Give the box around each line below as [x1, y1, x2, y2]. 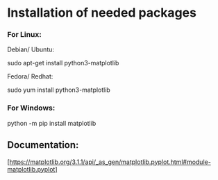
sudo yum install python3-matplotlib [7, 85, 111, 95]
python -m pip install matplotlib [7, 119, 97, 127]
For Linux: [7, 30, 42, 40]
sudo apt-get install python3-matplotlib [7, 59, 119, 67]
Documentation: [7, 139, 79, 151]
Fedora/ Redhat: [7, 72, 53, 81]
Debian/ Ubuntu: [7, 45, 54, 54]
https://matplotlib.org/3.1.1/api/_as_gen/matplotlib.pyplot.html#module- [9, 158, 212, 166]
